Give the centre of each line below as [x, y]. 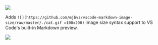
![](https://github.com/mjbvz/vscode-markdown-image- [75, 17]
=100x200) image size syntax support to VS [108, 22]
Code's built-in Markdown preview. [42, 28]
